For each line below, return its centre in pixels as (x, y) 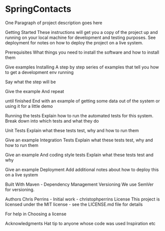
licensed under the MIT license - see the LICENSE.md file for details (74, 204)
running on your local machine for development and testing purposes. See (81, 37)
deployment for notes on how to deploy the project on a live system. (74, 42)
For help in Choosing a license (36, 214)
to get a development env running (39, 72)
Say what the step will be (31, 82)
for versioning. (20, 189)
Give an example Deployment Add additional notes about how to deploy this (82, 169)
